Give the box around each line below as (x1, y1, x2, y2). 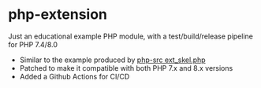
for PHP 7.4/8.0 (8, 39, 58, 49)
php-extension (8, 5, 108, 24)
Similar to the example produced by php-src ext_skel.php (19, 55, 207, 64)
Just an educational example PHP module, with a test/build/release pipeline (8, 31, 254, 41)
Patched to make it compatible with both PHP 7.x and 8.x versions (19, 63, 233, 72)
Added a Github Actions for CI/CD (19, 71, 130, 81)
